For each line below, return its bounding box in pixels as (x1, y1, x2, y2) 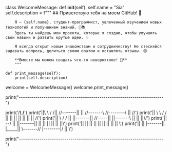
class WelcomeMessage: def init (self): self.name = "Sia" (5, 5, 125, 10)
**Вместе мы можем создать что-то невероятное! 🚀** (14, 57, 127, 62)
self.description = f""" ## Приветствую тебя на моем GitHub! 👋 (5, 10, 142, 16)
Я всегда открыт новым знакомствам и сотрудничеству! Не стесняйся (14, 44, 162, 49)
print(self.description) (14, 75, 68, 80)
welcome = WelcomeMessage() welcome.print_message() (5, 84, 129, 90)
